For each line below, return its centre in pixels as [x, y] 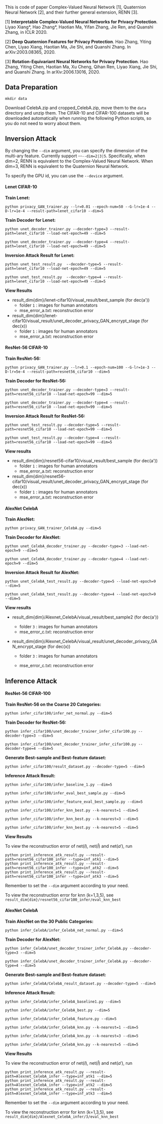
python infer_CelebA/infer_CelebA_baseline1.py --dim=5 [63, 1002]
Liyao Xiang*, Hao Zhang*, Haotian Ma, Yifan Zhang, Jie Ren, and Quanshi [79, 27]
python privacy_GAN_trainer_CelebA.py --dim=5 [53, 528]
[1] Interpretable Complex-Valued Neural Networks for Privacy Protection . [81, 22]
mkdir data [16, 98]
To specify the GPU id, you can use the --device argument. [64, 175]
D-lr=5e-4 [15, 372]
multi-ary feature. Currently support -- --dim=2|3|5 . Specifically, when [75, 156]
